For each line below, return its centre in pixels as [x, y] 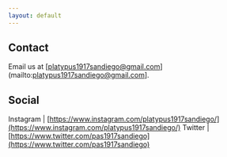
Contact [28, 48]
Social [24, 100]
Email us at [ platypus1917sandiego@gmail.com [84, 67]
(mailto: [21, 75]
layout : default [35, 15]
